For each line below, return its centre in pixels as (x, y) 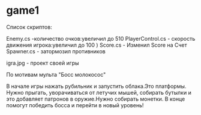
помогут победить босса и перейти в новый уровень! (75, 105)
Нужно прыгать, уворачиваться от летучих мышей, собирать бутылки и (99, 92)
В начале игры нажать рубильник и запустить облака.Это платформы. (96, 86)
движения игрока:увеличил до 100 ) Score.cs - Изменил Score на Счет (97, 45)
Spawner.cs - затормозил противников (56, 51)
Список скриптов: (29, 27)
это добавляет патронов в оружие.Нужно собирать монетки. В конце (96, 99)
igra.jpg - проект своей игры (43, 63)
